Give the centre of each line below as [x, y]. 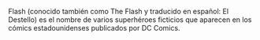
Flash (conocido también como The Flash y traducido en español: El [119, 11]
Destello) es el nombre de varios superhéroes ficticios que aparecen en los [130, 20]
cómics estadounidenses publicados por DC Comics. [94, 28]
